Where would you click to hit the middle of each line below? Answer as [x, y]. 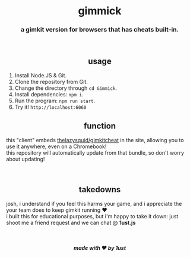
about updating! [26, 159]
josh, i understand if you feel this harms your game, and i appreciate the [94, 203]
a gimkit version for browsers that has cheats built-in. [100, 30]
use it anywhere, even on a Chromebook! [56, 146]
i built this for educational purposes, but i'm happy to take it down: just [92, 216]
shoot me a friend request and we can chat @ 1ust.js [71, 222]
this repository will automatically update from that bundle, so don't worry [95, 153]
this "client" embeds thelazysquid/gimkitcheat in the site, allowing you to [95, 140]
